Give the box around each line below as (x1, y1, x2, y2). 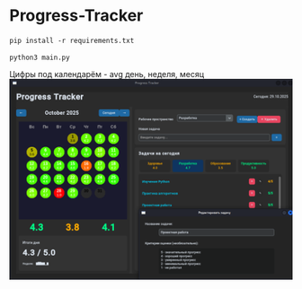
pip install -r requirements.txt (9, 36, 135, 45)
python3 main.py (9, 53, 70, 62)
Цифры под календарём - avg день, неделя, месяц (9, 68, 205, 79)
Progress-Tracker (9, 5, 144, 26)
